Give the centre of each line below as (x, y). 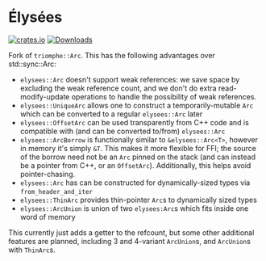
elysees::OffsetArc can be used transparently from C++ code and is (135, 122)
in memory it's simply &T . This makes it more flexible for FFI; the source (138, 148)
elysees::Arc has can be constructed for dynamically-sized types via (135, 183)
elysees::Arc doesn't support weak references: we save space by (130, 79)
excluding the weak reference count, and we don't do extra (118, 88)
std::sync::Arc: (32, 64)
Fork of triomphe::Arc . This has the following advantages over (112, 55)
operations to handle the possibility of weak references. (164, 96)
